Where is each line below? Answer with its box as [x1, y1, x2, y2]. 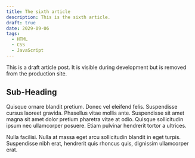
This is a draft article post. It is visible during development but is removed [6, 64, 187, 71]
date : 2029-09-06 [6, 25, 49, 31]
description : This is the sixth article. [6, 14, 111, 20]
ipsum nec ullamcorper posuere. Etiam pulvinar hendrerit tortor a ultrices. [6, 122, 187, 129]
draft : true [6, 20, 36, 26]
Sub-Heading [6, 87, 57, 97]
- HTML [11, 36, 28, 42]
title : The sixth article [6, 8, 70, 15]
